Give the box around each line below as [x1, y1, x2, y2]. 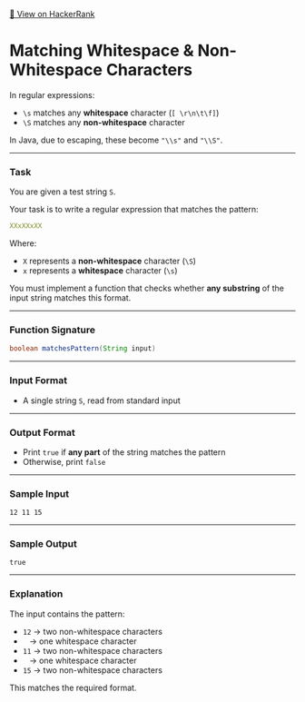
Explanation [9, 588, 64, 600]
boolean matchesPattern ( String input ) [9, 344, 156, 353]
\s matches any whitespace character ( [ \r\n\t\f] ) [22, 107, 220, 118]
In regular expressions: [9, 89, 95, 100]
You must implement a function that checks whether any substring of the [9, 282, 284, 294]
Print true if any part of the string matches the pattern [22, 446, 226, 458]
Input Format [9, 374, 68, 387]
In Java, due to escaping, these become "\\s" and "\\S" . [9, 134, 223, 145]
